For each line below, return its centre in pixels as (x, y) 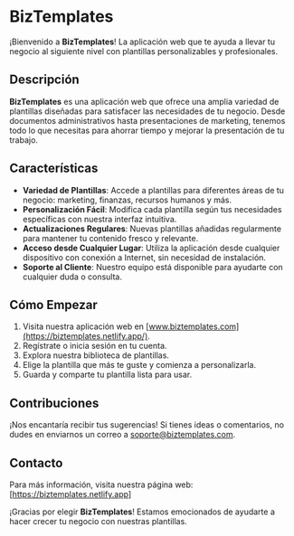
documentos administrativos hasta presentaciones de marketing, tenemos (147, 120)
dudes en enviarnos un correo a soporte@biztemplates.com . (123, 435)
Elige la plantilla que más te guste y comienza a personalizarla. (139, 365)
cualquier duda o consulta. (72, 277)
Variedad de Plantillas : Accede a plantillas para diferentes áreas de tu (153, 190)
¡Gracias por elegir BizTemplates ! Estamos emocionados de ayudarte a (142, 512)
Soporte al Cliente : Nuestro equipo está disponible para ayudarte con (152, 267)
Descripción (44, 80)
